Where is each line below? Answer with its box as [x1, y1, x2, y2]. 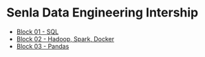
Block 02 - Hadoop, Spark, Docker [16, 34, 115, 43]
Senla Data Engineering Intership [6, 5, 199, 21]
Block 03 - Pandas [16, 42, 69, 50]
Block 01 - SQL [16, 27, 59, 36]
